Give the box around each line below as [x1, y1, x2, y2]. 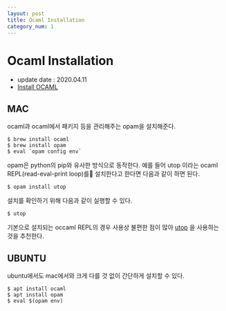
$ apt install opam [7, 291, 64, 298]
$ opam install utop [7, 184, 67, 191]
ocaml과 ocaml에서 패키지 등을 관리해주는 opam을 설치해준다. [7, 122, 176, 131]
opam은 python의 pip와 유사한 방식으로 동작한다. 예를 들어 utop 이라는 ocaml [7, 161, 218, 169]
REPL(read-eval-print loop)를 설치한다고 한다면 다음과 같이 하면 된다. [7, 170, 200, 178]
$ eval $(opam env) [7, 297, 64, 304]
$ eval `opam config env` [7, 148, 82, 155]
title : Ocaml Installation [7, 17, 85, 23]
